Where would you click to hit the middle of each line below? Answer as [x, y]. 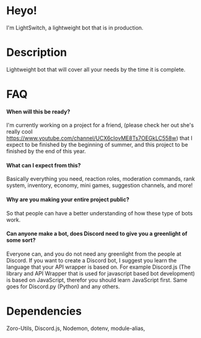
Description [37, 52]
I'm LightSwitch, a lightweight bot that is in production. [75, 28]
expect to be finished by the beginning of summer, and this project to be [97, 145]
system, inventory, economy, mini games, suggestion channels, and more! [100, 185]
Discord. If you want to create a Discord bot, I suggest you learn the [92, 260]
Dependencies [44, 311]
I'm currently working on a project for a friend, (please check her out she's [100, 125]
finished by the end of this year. [46, 152]
